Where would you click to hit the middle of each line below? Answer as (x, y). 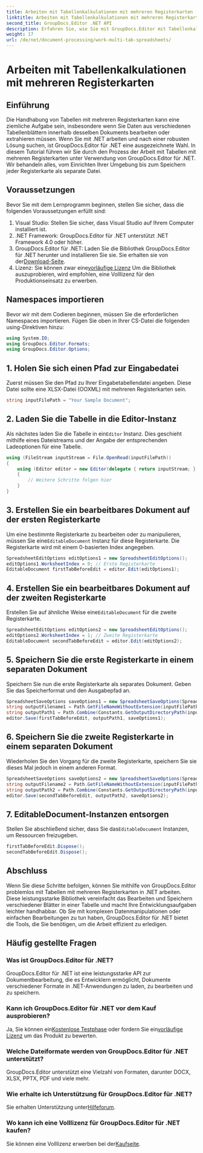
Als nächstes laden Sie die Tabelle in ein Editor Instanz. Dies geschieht (94, 434)
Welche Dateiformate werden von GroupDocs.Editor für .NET (97, 1051)
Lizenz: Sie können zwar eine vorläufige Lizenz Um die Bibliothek (95, 267)
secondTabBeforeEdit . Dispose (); (47, 852)
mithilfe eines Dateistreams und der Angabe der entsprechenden (87, 440)
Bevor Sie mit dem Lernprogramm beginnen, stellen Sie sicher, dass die (95, 204)
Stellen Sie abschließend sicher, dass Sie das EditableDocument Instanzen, (98, 829)
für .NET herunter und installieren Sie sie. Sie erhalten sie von (92, 255)
